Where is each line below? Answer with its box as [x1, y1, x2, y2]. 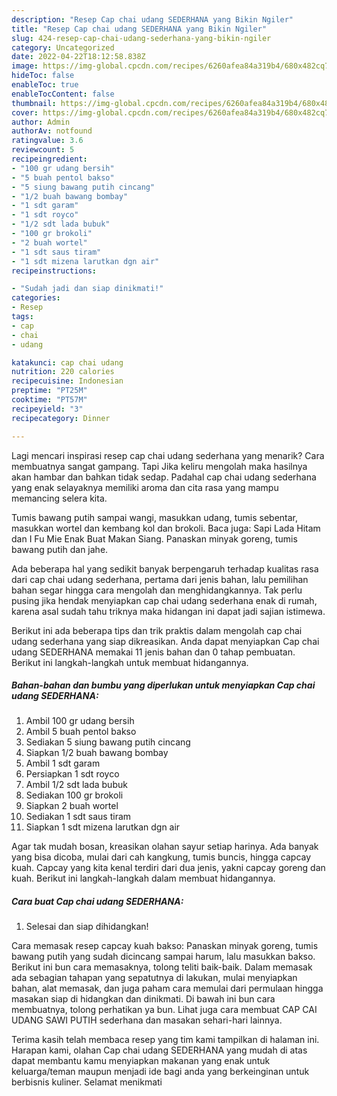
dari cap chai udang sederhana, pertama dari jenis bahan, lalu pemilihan [11, 573, 309, 585]
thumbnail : [11, 98, 57, 108]
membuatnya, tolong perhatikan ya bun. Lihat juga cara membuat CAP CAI [11, 1004, 318, 1016]
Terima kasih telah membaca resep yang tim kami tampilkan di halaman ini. [11, 1034, 320, 1046]
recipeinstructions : [11, 266, 98, 276]
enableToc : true [11, 80, 79, 90]
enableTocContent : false [11, 89, 115, 99]
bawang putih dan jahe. [11, 543, 109, 555]
